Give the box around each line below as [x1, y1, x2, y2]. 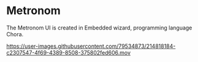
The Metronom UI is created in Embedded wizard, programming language [6, 24, 192, 31]
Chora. [6, 30, 24, 37]
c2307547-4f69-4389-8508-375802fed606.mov [6, 48, 131, 56]
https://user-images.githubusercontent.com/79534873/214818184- [6, 42, 176, 50]
